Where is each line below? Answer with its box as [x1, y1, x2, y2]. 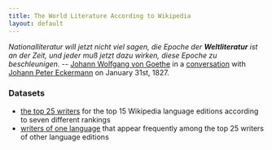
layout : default [8, 19, 64, 28]
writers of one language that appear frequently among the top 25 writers [20, 123, 265, 133]
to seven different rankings [20, 114, 112, 124]
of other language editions [20, 131, 110, 142]
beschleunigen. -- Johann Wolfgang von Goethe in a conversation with [8, 58, 246, 69]
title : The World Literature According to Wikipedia [8, 11, 191, 20]
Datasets [8, 88, 45, 99]
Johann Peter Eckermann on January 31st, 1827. [8, 67, 169, 77]
